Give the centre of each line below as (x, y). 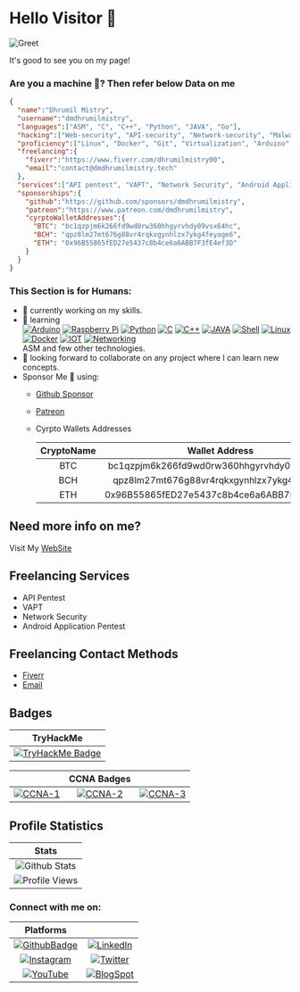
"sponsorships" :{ (50, 193)
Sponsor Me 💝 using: (61, 376)
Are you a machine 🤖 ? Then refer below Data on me (122, 83)
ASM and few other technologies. (83, 348)
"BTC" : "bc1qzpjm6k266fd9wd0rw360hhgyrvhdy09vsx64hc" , (137, 227)
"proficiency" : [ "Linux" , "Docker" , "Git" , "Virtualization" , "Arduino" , (155, 143)
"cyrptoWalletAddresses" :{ (75, 218)
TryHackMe (57, 738)
